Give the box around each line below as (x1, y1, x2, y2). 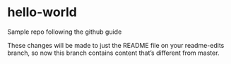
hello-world (7, 4, 78, 20)
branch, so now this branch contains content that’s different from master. (7, 49, 220, 57)
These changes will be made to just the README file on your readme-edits (7, 41, 225, 49)
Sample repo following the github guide (7, 27, 122, 36)
